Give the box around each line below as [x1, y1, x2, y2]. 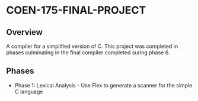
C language [14, 88, 43, 95]
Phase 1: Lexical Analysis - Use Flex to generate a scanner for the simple [14, 82, 193, 89]
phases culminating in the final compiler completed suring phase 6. [6, 49, 170, 56]
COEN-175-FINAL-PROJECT [6, 4, 146, 17]
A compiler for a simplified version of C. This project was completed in [6, 43, 178, 50]
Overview [6, 27, 43, 37]
